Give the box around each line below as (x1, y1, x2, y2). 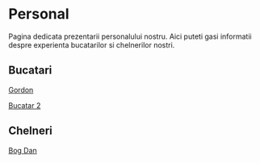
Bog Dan (8, 145, 38, 155)
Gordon (8, 85, 34, 94)
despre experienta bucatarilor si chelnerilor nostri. (8, 40, 175, 49)
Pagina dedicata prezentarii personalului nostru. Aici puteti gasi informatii (8, 31, 252, 41)
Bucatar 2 (8, 100, 41, 110)
